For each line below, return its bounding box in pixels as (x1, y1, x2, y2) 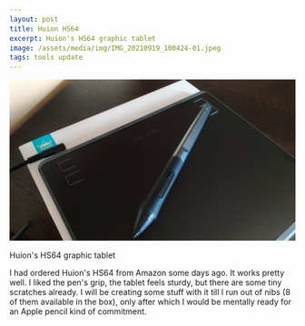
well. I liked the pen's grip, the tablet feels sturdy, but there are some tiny (9, 277, 282, 288)
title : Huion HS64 (9, 24, 79, 34)
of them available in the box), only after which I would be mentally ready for (9, 296, 292, 307)
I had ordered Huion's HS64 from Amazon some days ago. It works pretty (9, 267, 285, 278)
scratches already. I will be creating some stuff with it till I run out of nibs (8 (9, 286, 290, 297)
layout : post (9, 15, 59, 24)
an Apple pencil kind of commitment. (9, 305, 147, 317)
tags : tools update (9, 53, 84, 63)
